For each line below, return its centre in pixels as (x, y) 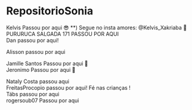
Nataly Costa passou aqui (38, 81)
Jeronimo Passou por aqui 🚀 (41, 69)
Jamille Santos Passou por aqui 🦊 (47, 63)
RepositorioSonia (50, 11)
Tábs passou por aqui (33, 94)
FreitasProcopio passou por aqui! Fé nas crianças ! (69, 87)
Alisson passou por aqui (36, 51)
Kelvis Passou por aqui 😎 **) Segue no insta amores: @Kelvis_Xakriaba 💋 (97, 27)
